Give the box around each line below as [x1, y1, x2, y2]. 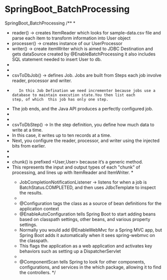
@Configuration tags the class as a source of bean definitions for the [19, 200, 162, 206]
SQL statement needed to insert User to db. [11, 56, 102, 62]
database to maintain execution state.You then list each [11, 92, 135, 97]
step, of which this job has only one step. [11, 96, 108, 102]
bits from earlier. [11, 142, 46, 148]
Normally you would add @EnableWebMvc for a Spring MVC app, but [19, 226, 162, 233]
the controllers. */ [19, 269, 56, 275]
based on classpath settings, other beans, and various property [19, 216, 150, 222]
